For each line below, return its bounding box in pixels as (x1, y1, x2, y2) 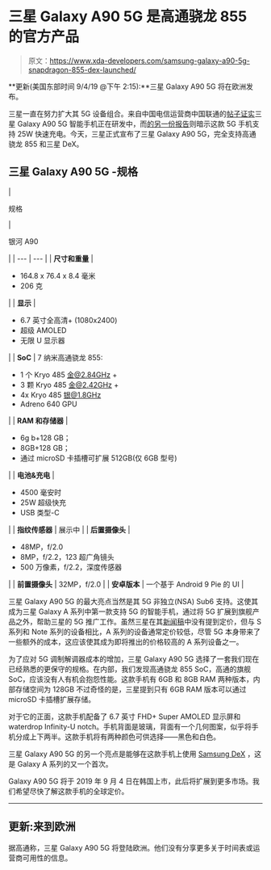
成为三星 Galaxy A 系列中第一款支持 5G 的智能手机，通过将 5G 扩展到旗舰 (8, 607, 252, 616)
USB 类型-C (19, 507, 60, 517)
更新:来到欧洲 (8, 820, 77, 834)
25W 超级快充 (19, 498, 67, 507)
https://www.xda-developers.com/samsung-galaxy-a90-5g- (49, 56, 250, 65)
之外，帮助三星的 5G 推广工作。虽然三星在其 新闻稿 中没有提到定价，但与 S (15, 616, 262, 626)
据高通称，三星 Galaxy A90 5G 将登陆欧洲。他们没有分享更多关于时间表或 (8, 843, 253, 852)
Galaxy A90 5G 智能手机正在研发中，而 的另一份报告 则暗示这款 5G (17, 119, 236, 128)
